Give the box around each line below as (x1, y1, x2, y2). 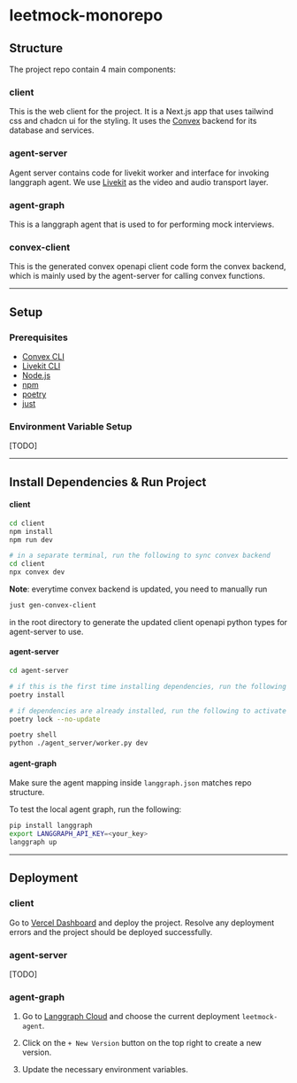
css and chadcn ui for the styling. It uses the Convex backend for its (9, 116, 257, 127)
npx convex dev (9, 568, 65, 576)
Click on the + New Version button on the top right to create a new (21, 1038, 263, 1048)
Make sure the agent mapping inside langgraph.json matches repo (9, 777, 252, 788)
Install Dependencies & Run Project (9, 475, 207, 490)
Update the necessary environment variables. (21, 1064, 188, 1075)
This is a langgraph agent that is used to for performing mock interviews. (9, 219, 275, 229)
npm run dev (9, 535, 53, 545)
